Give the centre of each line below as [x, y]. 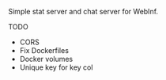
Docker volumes [46, 59]
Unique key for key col [56, 67]
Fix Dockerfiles [44, 50]
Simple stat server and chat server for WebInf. [83, 11]
